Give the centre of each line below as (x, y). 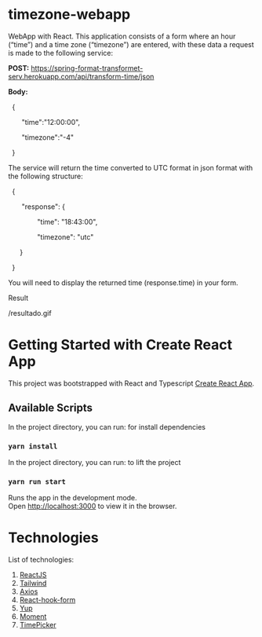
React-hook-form (47, 600)
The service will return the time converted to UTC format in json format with (131, 167)
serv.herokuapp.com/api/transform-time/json (81, 76)
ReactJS (33, 575)
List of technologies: (41, 560)
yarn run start (37, 481)
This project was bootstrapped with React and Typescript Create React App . (131, 383)
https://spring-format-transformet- (87, 68)
